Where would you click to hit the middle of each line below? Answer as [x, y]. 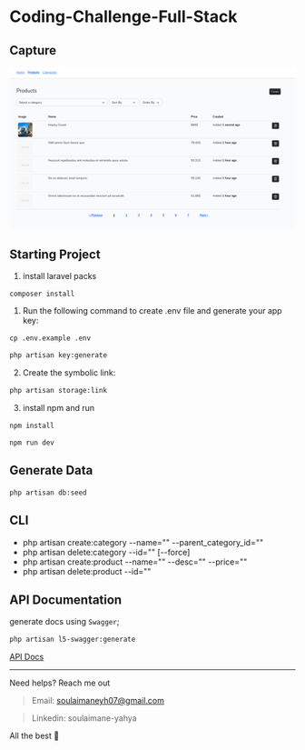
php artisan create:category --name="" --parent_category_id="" [143, 542]
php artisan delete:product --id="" [87, 571]
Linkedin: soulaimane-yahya [84, 718]
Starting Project [55, 254]
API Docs [27, 657]
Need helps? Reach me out [60, 683]
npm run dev [32, 443]
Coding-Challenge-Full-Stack [123, 17]
